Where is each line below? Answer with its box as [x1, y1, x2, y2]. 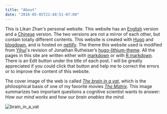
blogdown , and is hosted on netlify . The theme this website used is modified [5, 41, 162, 47]
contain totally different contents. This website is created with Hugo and [5, 36, 153, 42]
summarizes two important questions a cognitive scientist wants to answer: [5, 88, 160, 94]
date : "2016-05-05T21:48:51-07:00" [5, 12, 79, 17]
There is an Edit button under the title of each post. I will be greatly [5, 57, 142, 63]
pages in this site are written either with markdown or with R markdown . [5, 52, 153, 58]
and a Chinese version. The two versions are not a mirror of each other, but [5, 31, 160, 37]
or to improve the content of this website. [5, 68, 90, 74]
